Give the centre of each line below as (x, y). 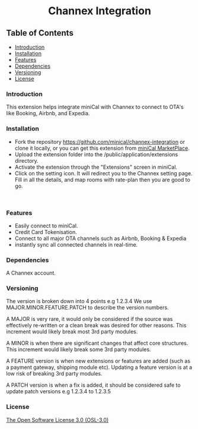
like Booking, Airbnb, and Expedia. (48, 113)
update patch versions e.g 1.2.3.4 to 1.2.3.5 (59, 392)
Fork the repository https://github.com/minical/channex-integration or (100, 141)
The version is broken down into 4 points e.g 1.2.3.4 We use (79, 301)
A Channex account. (31, 273)
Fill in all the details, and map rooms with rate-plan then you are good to (103, 179)
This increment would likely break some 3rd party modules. (79, 349)
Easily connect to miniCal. (46, 225)
